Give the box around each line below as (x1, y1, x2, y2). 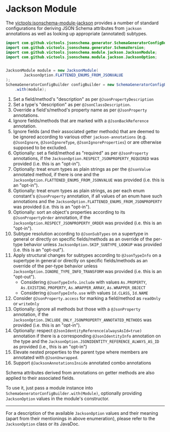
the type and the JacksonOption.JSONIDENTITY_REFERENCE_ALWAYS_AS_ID (13, 338, 159, 344)
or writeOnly (13, 300, 39, 306)
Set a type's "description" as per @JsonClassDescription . (13, 101, 131, 107)
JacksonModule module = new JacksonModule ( (6, 68, 99, 73)
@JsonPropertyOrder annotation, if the (13, 214, 91, 220)
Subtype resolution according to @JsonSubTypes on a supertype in (13, 230, 148, 237)
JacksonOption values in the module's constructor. (6, 396, 110, 402)
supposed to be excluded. (13, 144, 68, 150)
